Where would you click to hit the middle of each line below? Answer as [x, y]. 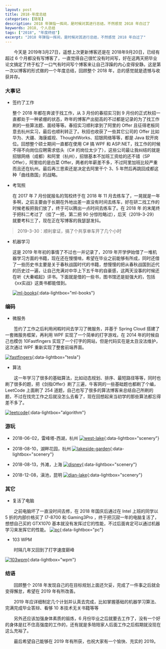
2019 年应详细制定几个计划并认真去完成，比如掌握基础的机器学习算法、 [86, 602]
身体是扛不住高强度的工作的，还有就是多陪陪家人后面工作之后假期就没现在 [85, 625]
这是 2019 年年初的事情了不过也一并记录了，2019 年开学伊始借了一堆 [83, 252]
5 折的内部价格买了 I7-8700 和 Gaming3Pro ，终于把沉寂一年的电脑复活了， [82, 517]
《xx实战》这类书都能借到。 [41, 283]
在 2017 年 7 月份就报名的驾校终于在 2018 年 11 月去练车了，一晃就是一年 [86, 196]
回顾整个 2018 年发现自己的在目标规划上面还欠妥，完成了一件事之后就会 [87, 585]
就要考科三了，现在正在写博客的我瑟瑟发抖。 [58, 221]
